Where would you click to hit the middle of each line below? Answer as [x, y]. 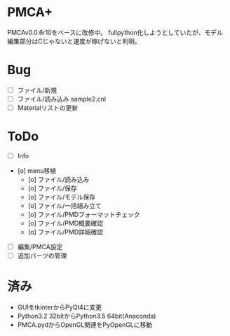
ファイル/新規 [37, 90]
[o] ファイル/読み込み [59, 180]
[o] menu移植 [37, 171]
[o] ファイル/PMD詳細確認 [66, 232]
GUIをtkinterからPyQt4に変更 [60, 307]
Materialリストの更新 [48, 108]
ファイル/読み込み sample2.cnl [62, 99]
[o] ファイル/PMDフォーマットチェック [84, 215]
